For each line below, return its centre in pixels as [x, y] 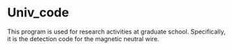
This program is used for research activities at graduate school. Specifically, [116, 32]
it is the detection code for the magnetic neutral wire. [83, 38]
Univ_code [38, 13]
